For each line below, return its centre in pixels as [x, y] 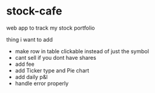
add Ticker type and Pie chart [52, 70]
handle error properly [42, 83]
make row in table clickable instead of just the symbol [82, 51]
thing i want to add [30, 39]
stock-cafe [34, 11]
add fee [25, 64]
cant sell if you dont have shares [56, 57]
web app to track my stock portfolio [51, 28]
